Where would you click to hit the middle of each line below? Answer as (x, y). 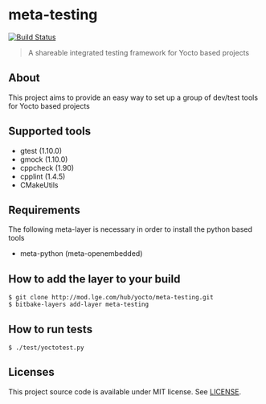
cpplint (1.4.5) (43, 176)
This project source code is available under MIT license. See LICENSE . (125, 391)
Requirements (44, 210)
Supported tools (50, 132)
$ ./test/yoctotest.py (46, 348)
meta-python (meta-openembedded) (81, 254)
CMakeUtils (39, 185)
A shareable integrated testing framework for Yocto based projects (139, 52)
